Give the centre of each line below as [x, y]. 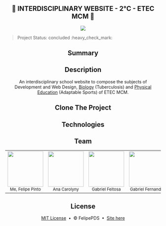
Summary [83, 53]
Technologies [83, 125]
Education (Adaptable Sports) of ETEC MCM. [83, 92]
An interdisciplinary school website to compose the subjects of [83, 81]
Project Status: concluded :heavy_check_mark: [65, 38]
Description [83, 70]
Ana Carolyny [66, 189]
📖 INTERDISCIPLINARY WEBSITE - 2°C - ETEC [83, 9]
